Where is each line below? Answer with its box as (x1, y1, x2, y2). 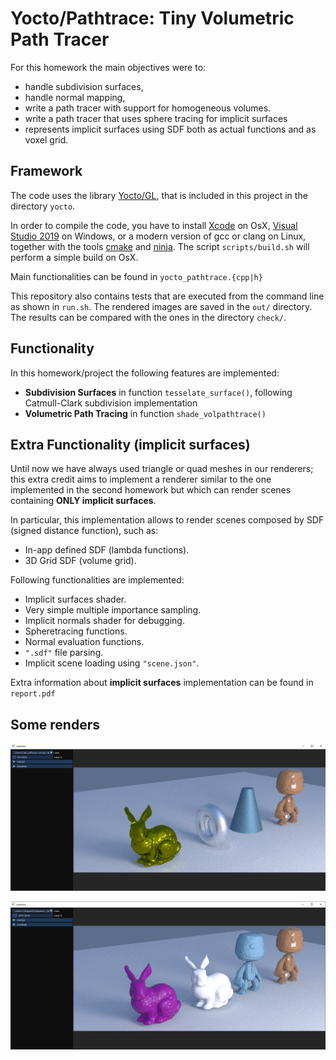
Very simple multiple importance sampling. (24, 604, 202, 616)
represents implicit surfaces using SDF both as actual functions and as (24, 123, 317, 135)
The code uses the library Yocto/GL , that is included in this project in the (10, 189, 308, 201)
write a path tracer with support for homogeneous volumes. (24, 102, 272, 114)
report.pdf (10, 689, 56, 699)
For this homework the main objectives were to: (10, 61, 207, 73)
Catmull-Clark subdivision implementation (24, 397, 198, 409)
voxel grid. (24, 133, 69, 146)
